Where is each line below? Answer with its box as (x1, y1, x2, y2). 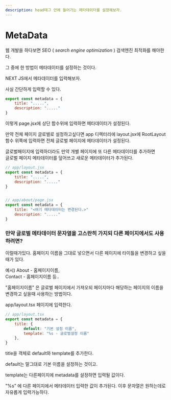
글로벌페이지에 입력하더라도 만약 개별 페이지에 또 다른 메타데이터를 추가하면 (5, 149, 156, 155)
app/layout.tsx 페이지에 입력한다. (5, 302, 72, 308)
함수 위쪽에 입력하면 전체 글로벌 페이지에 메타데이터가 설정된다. (5, 137, 131, 144)
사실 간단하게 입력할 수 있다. (5, 86, 61, 92)
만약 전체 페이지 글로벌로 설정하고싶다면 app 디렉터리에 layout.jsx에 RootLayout (5, 131, 166, 137)
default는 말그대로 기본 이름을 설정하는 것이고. (5, 361, 98, 367)
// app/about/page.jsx (5, 198, 54, 203)
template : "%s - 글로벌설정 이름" (23, 331, 89, 336)
